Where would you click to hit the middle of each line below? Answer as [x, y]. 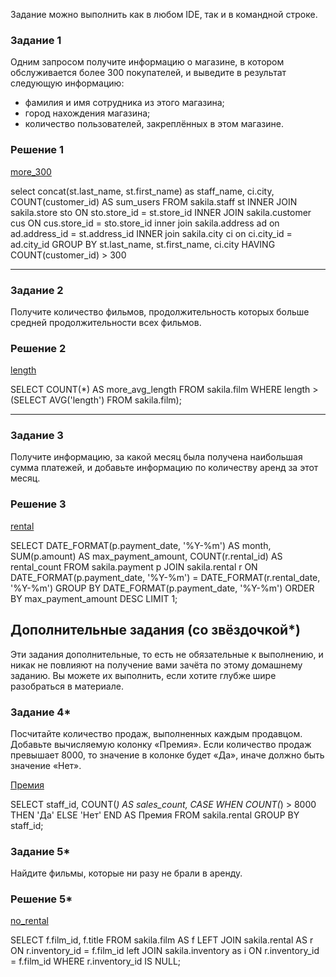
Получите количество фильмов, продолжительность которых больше [160, 311]
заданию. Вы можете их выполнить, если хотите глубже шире [143, 675]
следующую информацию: [67, 83]
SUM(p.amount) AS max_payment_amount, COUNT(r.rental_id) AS [146, 556]
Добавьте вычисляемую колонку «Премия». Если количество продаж [161, 744]
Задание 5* [40, 851]
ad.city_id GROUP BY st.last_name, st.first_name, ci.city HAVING [143, 244]
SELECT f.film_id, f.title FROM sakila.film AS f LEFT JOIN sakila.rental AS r [162, 940]
